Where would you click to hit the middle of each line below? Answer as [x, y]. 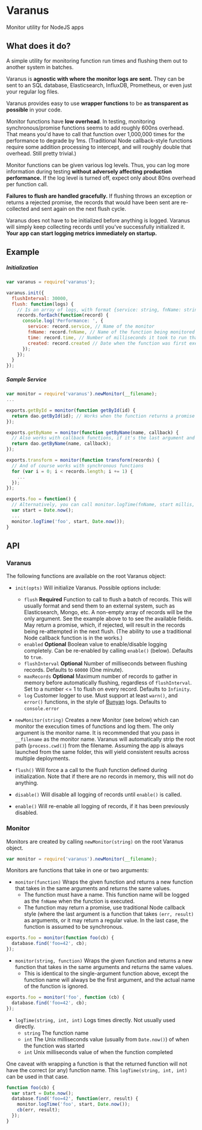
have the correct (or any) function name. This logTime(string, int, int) [97, 1070]
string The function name [56, 1033]
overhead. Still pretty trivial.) [41, 153]
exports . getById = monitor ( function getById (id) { [71, 410]
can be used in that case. [38, 1076]
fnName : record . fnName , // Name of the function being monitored [112, 332]
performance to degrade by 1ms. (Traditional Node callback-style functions [99, 140]
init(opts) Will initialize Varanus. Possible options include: [88, 588]
